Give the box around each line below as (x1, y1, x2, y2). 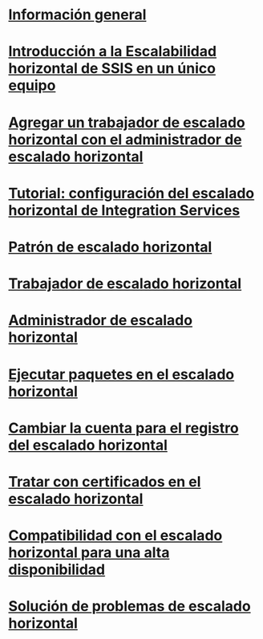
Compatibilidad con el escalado (8, 527, 223, 545)
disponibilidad (8, 560, 106, 579)
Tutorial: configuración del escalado (8, 184, 255, 202)
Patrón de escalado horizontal (8, 238, 212, 256)
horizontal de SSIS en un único (8, 59, 216, 78)
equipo (8, 76, 56, 95)
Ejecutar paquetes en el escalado (8, 365, 235, 383)
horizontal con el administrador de (8, 130, 242, 149)
